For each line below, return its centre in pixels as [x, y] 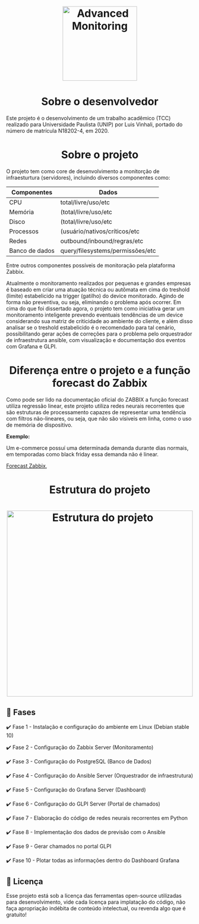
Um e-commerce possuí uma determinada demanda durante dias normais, [97, 448]
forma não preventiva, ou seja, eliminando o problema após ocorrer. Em [94, 302]
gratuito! [16, 914]
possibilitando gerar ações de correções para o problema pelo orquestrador [99, 334]
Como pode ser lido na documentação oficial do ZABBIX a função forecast [97, 400]
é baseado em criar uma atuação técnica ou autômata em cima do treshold [98, 290]
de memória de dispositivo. [40, 425]
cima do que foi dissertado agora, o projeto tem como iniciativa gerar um [95, 309]
